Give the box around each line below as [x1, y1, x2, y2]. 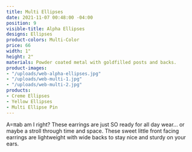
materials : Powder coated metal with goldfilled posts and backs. [6, 59, 177, 65]
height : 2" [6, 54, 34, 60]
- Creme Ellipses [6, 93, 50, 99]
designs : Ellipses [6, 31, 53, 37]
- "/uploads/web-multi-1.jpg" [6, 76, 83, 82]
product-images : [6, 65, 47, 71]
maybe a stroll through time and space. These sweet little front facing [6, 127, 179, 135]
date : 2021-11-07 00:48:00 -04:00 [6, 14, 94, 21]
